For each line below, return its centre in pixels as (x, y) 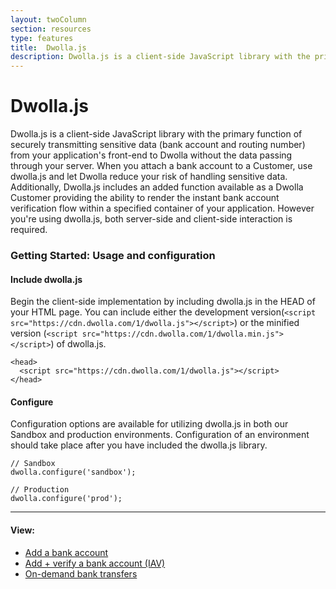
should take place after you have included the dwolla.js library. (139, 445)
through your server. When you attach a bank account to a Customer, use (161, 166)
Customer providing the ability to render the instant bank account (145, 198)
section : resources (51, 29)
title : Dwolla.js (48, 47)
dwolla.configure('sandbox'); (73, 472)
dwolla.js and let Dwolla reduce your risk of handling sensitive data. (149, 177)
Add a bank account (66, 552)
